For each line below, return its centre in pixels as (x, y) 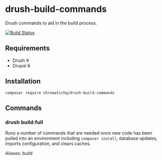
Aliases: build (19, 154)
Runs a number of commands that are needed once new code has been (79, 133)
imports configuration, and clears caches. (48, 144)
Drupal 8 (21, 65)
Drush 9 (20, 60)
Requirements (27, 48)
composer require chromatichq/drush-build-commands (60, 93)
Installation (23, 81)
